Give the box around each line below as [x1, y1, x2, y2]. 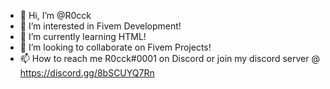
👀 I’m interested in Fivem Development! [19, 20, 182, 32]
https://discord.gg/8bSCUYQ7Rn [19, 67, 155, 79]
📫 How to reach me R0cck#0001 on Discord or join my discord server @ [19, 53, 320, 64]
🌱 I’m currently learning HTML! [19, 31, 147, 42]
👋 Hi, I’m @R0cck [19, 10, 92, 21]
